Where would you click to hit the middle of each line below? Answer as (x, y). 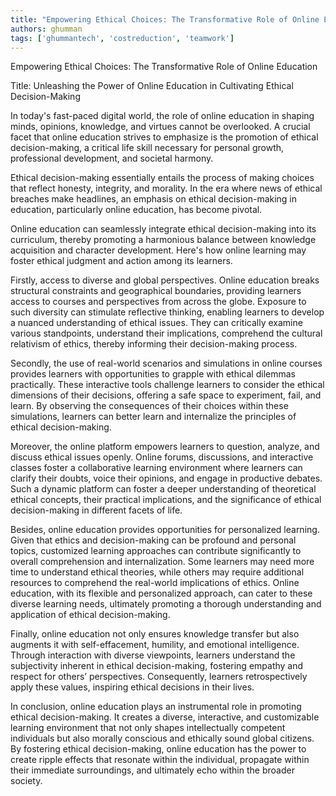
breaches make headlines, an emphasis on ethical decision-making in (154, 199)
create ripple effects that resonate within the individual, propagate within (160, 760)
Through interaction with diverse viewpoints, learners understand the (153, 655)
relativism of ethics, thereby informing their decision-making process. (154, 344)
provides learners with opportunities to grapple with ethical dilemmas (153, 374)
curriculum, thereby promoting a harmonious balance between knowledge (163, 240)
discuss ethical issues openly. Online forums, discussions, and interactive (162, 457)
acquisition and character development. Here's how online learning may (158, 250)
